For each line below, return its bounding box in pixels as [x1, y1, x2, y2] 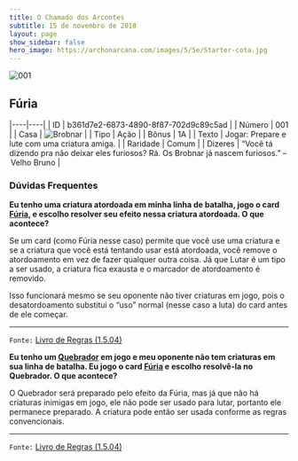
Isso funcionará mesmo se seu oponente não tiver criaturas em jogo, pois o [9, 290, 286, 301]
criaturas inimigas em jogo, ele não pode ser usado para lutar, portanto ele [9, 397, 282, 408]
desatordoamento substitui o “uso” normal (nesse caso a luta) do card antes [9, 300, 288, 310]
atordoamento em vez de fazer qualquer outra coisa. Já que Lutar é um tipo [9, 254, 286, 265]
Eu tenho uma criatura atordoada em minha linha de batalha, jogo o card [9, 199, 280, 210]
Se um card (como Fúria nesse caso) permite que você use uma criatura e [9, 236, 281, 246]
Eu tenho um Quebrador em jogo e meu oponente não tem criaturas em [9, 352, 276, 363]
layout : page [9, 29, 58, 38]
